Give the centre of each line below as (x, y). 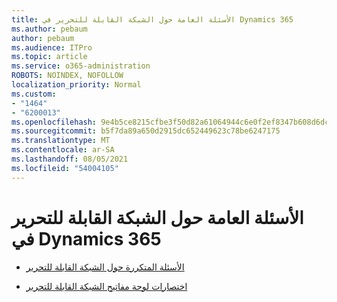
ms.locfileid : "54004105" (65, 168)
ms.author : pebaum (49, 29)
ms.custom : (34, 94)
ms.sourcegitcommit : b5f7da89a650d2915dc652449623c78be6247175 (146, 131)
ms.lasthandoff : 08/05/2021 (70, 159)
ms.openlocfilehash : (54, 122)
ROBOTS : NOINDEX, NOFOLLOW (67, 76)
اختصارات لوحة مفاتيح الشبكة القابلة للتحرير (106, 286)
